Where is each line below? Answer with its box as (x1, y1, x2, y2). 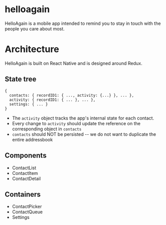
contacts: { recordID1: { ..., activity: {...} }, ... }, (9, 93, 135, 98)
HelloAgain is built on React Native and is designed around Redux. (5, 60, 143, 66)
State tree (5, 75, 36, 84)
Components (5, 151, 47, 160)
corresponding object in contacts (12, 126, 82, 132)
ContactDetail (12, 175, 41, 181)
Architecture (5, 44, 59, 55)
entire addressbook (12, 136, 53, 142)
